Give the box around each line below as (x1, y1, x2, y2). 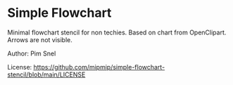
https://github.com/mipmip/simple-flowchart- (33, 63, 165, 71)
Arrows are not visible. (7, 35, 73, 44)
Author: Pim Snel (7, 49, 56, 58)
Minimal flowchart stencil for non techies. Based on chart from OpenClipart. (7, 28, 227, 37)
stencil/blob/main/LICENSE (7, 70, 86, 79)
